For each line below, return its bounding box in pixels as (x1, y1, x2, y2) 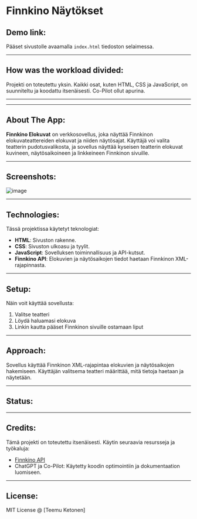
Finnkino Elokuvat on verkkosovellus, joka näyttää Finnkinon (6, 131, 154, 138)
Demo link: (6, 28, 46, 37)
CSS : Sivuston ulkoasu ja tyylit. (14, 243, 90, 250)
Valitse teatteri (14, 311, 50, 318)
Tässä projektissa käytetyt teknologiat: (6, 226, 100, 233)
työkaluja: (6, 445, 30, 452)
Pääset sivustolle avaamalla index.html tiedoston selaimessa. (6, 43, 154, 50)
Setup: (6, 284, 31, 294)
